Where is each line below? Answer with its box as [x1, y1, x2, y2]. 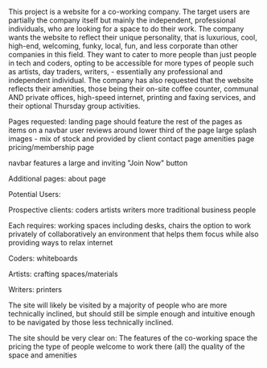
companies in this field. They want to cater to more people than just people [8, 50, 257, 59]
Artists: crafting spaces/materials [8, 270, 118, 278]
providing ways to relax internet [8, 238, 113, 247]
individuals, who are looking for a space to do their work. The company [8, 24, 244, 33]
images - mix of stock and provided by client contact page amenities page [8, 134, 255, 144]
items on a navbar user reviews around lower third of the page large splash [8, 125, 257, 135]
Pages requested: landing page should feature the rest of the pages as [8, 117, 243, 126]
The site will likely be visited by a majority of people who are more [8, 300, 228, 310]
